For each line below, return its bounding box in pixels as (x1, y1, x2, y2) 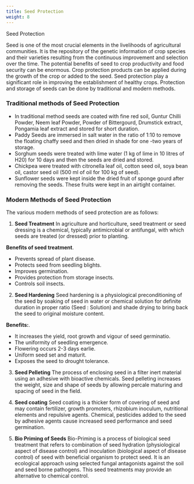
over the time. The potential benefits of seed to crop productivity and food (6, 60, 185, 67)
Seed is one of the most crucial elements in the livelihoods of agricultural (6, 42, 181, 49)
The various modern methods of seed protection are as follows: (6, 209, 159, 216)
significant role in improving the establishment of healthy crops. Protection (6, 78, 185, 85)
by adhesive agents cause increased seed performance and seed (14, 417, 172, 424)
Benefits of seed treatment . (6, 244, 74, 251)
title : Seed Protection (6, 8, 64, 15)
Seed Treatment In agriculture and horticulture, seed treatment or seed (14, 220, 186, 227)
